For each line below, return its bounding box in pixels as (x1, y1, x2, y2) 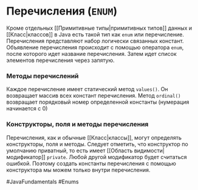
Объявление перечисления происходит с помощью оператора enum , (6, 44, 184, 51)
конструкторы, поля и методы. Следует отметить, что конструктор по (6, 140, 188, 148)
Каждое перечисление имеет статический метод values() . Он (6, 86, 168, 93)
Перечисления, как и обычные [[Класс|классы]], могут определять (6, 134, 182, 141)
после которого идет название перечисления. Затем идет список (6, 50, 177, 57)
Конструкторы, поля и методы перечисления (6, 120, 149, 129)
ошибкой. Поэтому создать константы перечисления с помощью (6, 160, 176, 167)
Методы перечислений (6, 72, 79, 80)
